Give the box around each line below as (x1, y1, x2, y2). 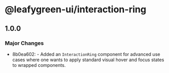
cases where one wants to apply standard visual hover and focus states (12, 57, 164, 63)
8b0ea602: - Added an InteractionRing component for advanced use (12, 51, 160, 57)
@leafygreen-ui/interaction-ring (5, 4, 147, 15)
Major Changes (5, 40, 44, 47)
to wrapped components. (12, 62, 66, 68)
